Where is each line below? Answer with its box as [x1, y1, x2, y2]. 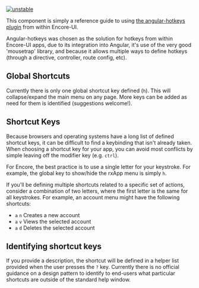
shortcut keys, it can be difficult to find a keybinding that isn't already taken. [6, 139, 192, 146]
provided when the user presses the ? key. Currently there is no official [6, 264, 179, 271]
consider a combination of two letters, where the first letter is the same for [6, 187, 188, 195]
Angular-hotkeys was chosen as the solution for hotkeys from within [6, 35, 173, 42]
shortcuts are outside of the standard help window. [6, 276, 131, 283]
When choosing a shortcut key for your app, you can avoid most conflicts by [6, 145, 193, 152]
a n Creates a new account [14, 211, 80, 218]
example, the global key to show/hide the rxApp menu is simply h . [6, 170, 167, 177]
